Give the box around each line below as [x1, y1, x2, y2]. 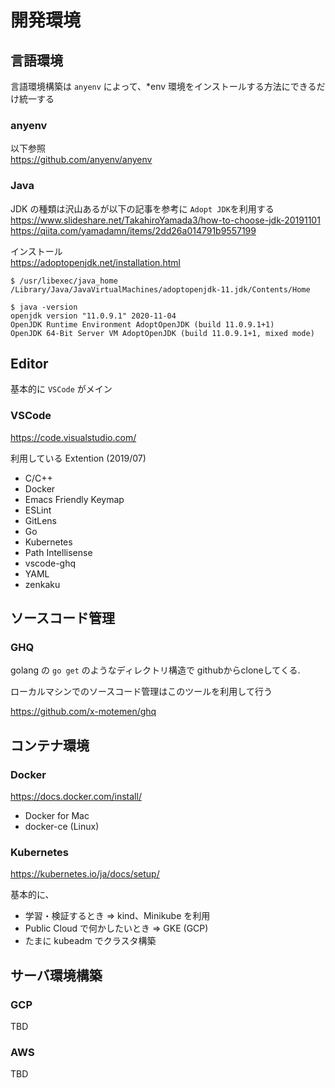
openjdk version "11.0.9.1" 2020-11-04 [10, 311, 177, 321]
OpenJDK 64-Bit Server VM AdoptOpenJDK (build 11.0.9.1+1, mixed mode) [10, 328, 315, 338]
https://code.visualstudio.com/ [10, 431, 137, 443]
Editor [10, 355, 49, 372]
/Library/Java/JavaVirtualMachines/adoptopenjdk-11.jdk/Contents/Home [10, 284, 311, 295]
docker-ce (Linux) [24, 821, 100, 833]
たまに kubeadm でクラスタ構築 [24, 935, 157, 947]
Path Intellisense [24, 546, 93, 558]
